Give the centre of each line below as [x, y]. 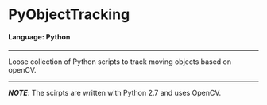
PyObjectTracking [69, 15]
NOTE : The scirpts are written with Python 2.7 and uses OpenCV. [115, 93]
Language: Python [39, 36]
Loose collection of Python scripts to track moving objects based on [120, 62]
